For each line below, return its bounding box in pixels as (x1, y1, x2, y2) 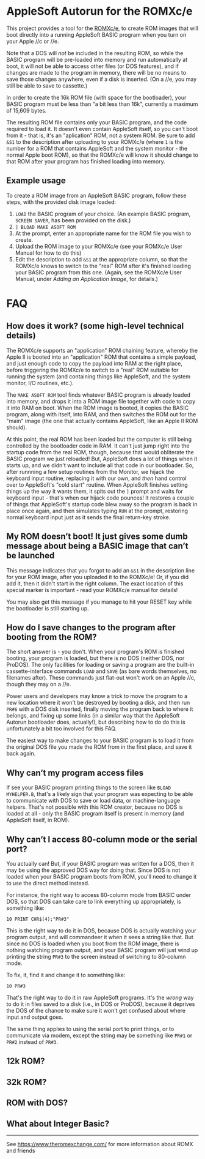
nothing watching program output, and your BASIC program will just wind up (6, 947, 198, 953)
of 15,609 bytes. (6, 107, 47, 114)
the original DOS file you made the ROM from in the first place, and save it (6, 743, 192, 751)
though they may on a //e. (6, 681, 71, 688)
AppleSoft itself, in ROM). (6, 816, 70, 824)
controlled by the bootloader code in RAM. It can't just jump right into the (6, 442, 190, 449)
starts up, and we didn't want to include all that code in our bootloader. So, (6, 461, 194, 469)
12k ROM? (6, 1056, 45, 1067)
